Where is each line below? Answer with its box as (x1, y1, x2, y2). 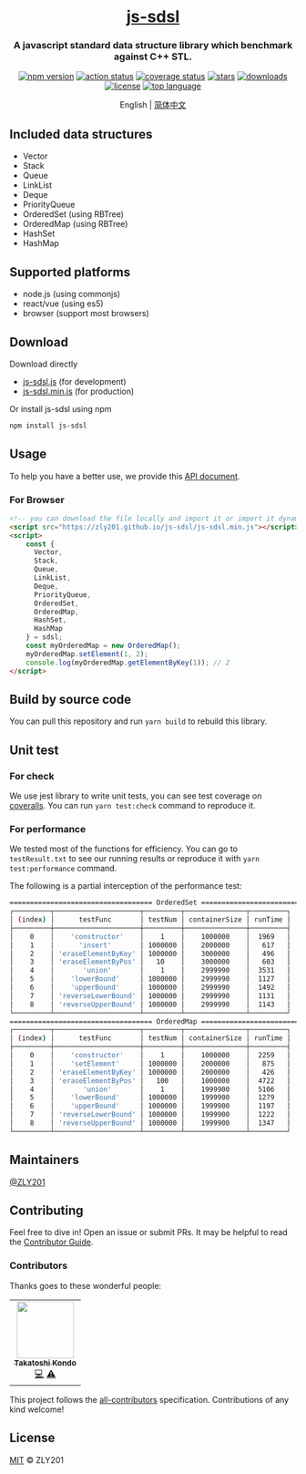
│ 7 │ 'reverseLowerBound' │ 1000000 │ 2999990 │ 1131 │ (9, 991, 291, 1000)
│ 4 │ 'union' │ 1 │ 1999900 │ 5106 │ (9, 1085, 291, 1094)
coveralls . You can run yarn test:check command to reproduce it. (9, 800, 256, 811)
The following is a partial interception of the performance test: (9, 881, 242, 892)
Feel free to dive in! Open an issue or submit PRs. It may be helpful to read (9, 1227, 289, 1238)
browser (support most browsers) (22, 308, 150, 319)
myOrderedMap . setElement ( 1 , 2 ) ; (25, 649, 148, 658)
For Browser (9, 493, 66, 506)
